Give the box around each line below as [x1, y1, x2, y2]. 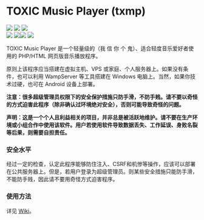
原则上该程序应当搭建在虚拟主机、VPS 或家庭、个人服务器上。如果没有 [6, 65, 183, 72]
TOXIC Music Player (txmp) [6, 4, 146, 18]
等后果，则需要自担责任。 [6, 128, 70, 136]
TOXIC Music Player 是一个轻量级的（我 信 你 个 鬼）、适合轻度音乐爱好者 [6, 44, 189, 52]
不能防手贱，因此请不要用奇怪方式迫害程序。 [6, 176, 118, 183]
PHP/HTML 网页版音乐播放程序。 [18, 52, 101, 59]
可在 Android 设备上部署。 [32, 80, 98, 87]
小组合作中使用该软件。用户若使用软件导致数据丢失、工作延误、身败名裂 [16, 121, 198, 128]
